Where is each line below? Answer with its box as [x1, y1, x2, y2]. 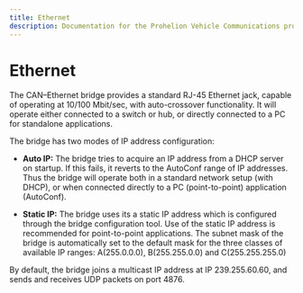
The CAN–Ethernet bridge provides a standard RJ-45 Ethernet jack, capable [9, 90, 292, 101]
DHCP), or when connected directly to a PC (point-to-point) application [22, 182, 287, 193]
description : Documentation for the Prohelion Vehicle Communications [9, 22, 280, 31]
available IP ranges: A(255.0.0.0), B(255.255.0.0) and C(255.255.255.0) [22, 247, 287, 258]
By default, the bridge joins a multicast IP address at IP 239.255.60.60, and [9, 264, 288, 275]
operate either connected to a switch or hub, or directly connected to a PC [9, 109, 286, 120]
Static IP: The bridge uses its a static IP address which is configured [22, 209, 277, 220]
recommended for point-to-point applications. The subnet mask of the [22, 228, 284, 239]
